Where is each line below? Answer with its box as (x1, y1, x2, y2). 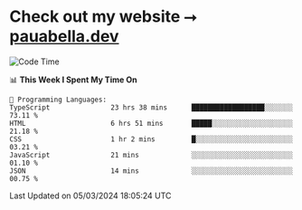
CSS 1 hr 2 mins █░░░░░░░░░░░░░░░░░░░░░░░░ (9, 134, 294, 144)
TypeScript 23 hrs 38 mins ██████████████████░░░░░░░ (9, 102, 294, 112)
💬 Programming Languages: (9, 95, 107, 104)
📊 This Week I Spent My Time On (9, 74, 137, 85)
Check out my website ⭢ (9, 6, 197, 27)
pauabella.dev (9, 26, 119, 47)
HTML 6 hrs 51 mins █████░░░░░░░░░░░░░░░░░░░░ (9, 119, 294, 128)
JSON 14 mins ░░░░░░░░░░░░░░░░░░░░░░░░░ (9, 166, 294, 176)
